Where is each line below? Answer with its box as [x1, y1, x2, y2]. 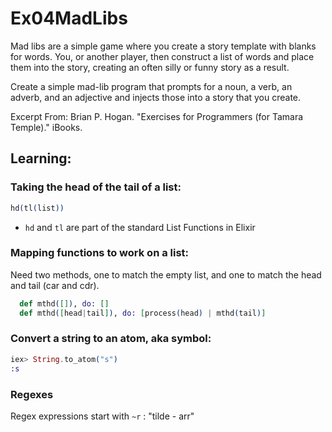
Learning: [10, 150, 72, 167]
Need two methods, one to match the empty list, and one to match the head [10, 268, 322, 281]
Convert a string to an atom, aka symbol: [10, 332, 212, 346]
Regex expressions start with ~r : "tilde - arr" [10, 410, 195, 422]
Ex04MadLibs [10, 7, 128, 30]
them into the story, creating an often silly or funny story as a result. [10, 61, 290, 73]
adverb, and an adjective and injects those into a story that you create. [10, 91, 302, 103]
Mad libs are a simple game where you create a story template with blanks [10, 40, 317, 52]
